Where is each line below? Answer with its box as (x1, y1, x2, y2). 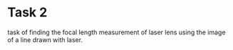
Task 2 (7, 4, 48, 21)
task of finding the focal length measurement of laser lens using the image (7, 28, 226, 36)
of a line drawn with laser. (7, 35, 83, 44)
